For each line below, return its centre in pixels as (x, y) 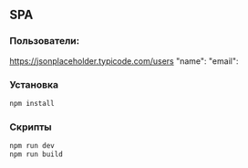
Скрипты (31, 127)
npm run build (36, 154)
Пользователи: (45, 41)
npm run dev (32, 146)
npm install (32, 103)
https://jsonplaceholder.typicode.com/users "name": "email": (124, 61)
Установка (34, 84)
